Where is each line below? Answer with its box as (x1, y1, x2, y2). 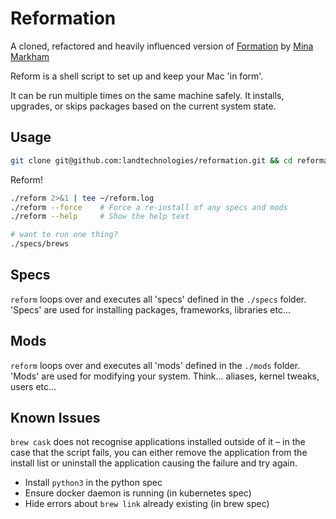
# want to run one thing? (10, 230, 118, 240)
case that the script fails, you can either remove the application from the (10, 447, 308, 459)
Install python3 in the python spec (24, 477, 163, 489)
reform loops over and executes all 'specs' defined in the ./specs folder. (10, 293, 307, 305)
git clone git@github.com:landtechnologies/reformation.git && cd (10, 155, 293, 166)
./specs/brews (10, 239, 70, 249)
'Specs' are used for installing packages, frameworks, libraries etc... (10, 303, 291, 316)
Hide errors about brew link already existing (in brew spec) (24, 498, 270, 510)
